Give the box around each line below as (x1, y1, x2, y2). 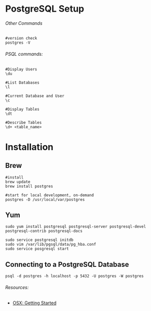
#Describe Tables (5, 120, 42, 125)
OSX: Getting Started (12, 300, 57, 306)
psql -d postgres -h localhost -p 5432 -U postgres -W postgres (5, 273, 144, 279)
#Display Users (5, 66, 37, 72)
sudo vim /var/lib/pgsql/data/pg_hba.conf (5, 242, 96, 247)
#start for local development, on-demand (5, 192, 94, 198)
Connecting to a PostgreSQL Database (5, 260, 129, 269)
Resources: (5, 284, 29, 290)
